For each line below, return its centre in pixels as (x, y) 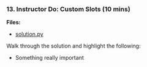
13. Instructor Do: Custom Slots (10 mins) (68, 9)
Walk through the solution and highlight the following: (73, 46)
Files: (13, 23)
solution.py (29, 34)
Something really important (49, 58)
